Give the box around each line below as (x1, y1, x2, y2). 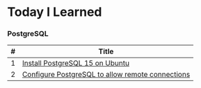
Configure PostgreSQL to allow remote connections (22, 70, 191, 80)
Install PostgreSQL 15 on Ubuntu (22, 58, 130, 68)
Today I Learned (7, 4, 102, 20)
